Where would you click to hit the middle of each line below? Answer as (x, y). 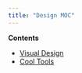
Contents (23, 38)
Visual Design (41, 53)
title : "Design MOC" (42, 15)
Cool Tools (37, 61)
